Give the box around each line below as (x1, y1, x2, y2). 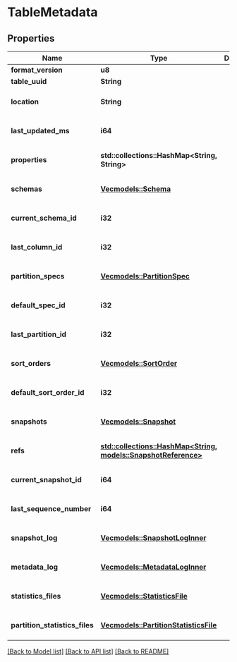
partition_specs (11, 271, 65, 281)
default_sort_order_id (11, 388, 85, 397)
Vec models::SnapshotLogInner (100, 533, 207, 543)
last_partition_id (11, 329, 67, 339)
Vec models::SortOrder (100, 359, 178, 368)
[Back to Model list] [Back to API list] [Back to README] (7, 647, 169, 656)
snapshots (11, 417, 47, 427)
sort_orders (11, 359, 51, 368)
